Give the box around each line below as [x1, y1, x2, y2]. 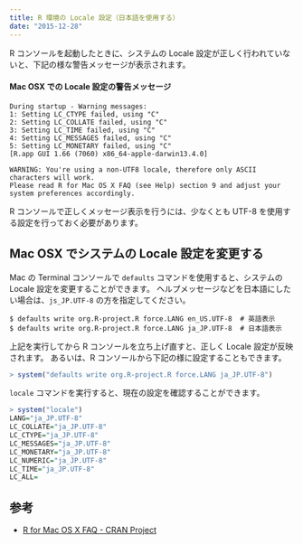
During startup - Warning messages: [9, 101, 147, 111]
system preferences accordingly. [9, 189, 136, 198]
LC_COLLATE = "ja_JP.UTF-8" [9, 422, 107, 432]
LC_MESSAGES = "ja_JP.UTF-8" [9, 439, 111, 448]
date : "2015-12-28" [9, 22, 83, 31]
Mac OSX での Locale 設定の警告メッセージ [9, 81, 172, 92]
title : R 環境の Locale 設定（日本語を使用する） [9, 13, 180, 23]
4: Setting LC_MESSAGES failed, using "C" [9, 133, 172, 143]
